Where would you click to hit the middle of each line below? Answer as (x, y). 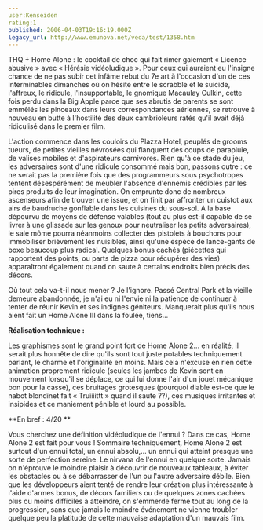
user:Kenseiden (33, 15)
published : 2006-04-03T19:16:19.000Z (70, 30)
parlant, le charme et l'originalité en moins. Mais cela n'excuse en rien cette (130, 363)
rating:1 (22, 23)
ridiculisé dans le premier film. (57, 126)
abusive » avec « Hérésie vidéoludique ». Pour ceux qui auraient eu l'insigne (131, 68)
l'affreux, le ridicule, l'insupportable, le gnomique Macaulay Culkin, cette (125, 93)
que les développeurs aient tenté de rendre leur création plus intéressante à (131, 484)
